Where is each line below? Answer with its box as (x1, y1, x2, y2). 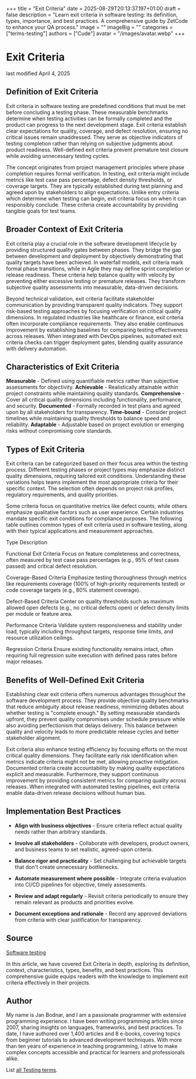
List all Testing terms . (6, 1067, 58, 1074)
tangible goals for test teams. (6, 207, 77, 214)
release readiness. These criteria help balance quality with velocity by (6, 271, 175, 278)
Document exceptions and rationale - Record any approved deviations (14, 910, 187, 917)
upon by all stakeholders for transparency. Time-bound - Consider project (6, 409, 187, 416)
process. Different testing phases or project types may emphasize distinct (6, 466, 185, 473)
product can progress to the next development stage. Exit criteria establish (6, 121, 187, 128)
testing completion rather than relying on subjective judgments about (6, 140, 173, 147)
